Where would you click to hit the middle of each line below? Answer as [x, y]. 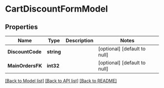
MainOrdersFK [25, 66]
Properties [21, 27]
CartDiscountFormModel [57, 9]
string [54, 52]
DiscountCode [25, 52]
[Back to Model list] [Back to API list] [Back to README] [61, 81]
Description [80, 41]
